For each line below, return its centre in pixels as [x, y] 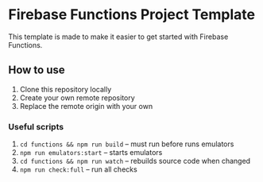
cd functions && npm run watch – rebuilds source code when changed [135, 161]
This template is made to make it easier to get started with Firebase [118, 37]
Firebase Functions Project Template [132, 15]
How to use [37, 70]
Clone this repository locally [66, 89]
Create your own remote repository [77, 98]
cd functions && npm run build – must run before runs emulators [127, 144]
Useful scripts [36, 126]
